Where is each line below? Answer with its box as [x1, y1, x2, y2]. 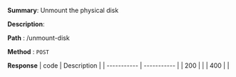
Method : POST [7, 48, 50, 56]
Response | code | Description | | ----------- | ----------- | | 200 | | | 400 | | [7, 61, 230, 70]
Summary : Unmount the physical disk [7, 6, 119, 14]
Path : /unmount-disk [7, 34, 70, 42]
